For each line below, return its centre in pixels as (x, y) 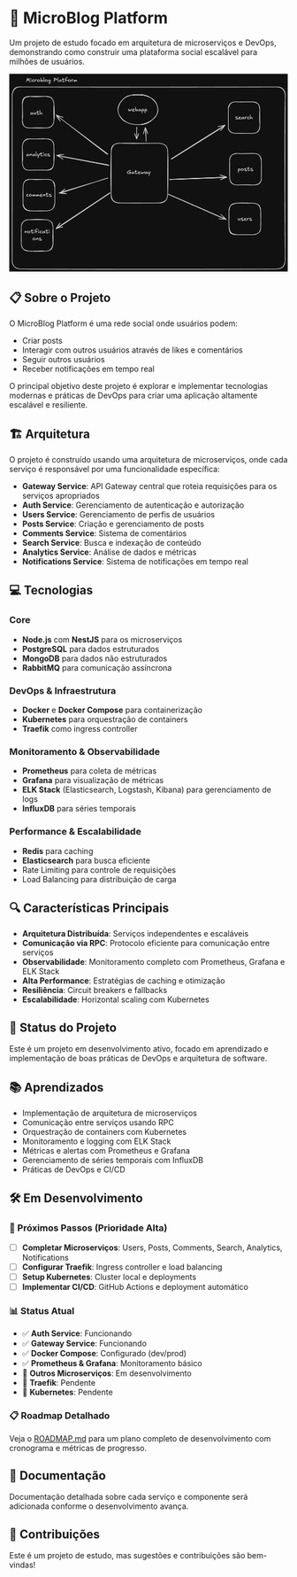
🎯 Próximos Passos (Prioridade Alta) (88, 1228)
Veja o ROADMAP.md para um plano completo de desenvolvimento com (140, 1438)
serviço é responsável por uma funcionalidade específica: (115, 469)
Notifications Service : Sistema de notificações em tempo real (135, 561)
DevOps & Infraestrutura (63, 690)
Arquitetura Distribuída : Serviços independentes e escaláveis (135, 934)
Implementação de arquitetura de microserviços (109, 1113)
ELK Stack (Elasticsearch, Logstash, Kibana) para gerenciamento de (146, 790)
